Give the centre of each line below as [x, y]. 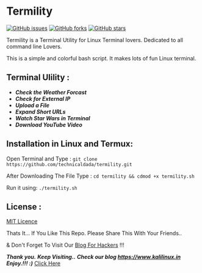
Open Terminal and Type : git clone [52, 158]
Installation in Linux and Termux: [70, 144]
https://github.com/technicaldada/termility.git [69, 164]
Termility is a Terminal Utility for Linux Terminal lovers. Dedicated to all [95, 40]
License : [24, 207]
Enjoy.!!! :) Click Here [34, 263]
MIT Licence [22, 222]
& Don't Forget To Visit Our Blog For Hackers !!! [65, 245]
